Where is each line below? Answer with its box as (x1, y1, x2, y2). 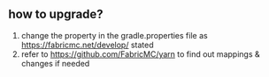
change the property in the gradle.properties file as (20, 30, 209, 40)
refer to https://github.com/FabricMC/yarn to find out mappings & (20, 48, 260, 59)
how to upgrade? (8, 7, 104, 22)
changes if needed (20, 58, 90, 68)
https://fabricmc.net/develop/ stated (20, 39, 154, 50)
